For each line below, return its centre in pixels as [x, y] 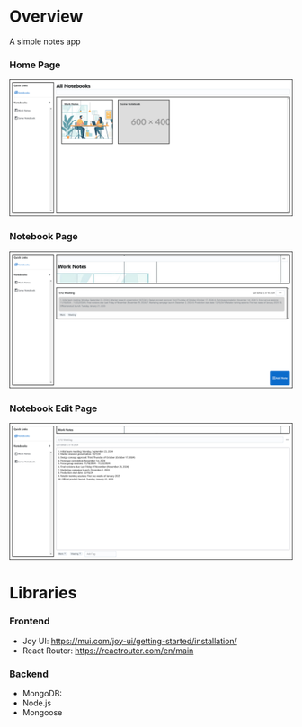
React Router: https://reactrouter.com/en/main [108, 651]
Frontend [30, 621]
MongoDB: [42, 694]
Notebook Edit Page [53, 408]
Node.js [37, 703]
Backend [29, 674]
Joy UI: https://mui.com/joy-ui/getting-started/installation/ [130, 641]
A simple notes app [45, 41]
